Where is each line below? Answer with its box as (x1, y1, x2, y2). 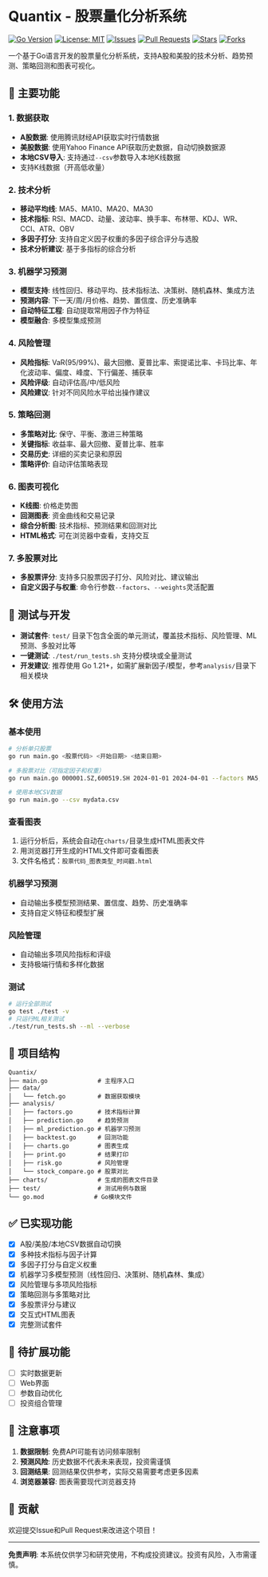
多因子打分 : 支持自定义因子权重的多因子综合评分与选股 (19, 234, 199, 243)
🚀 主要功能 (8, 86, 60, 100)
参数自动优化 (19, 1388, 62, 1398)
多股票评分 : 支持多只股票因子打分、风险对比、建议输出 (19, 572, 199, 582)
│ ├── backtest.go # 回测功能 (8, 1134, 129, 1142)
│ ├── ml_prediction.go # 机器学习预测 (8, 1125, 141, 1133)
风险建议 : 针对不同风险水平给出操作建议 (19, 387, 150, 397)
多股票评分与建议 (19, 1299, 77, 1309)
